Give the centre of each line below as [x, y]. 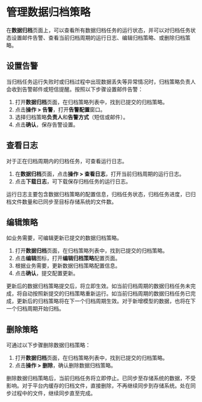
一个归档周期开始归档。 [35, 309]
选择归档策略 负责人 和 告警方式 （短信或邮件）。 [72, 117]
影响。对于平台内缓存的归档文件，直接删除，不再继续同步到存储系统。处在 [98, 386]
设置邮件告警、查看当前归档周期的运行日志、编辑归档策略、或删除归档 [98, 37]
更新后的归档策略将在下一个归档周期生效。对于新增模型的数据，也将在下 [106, 301]
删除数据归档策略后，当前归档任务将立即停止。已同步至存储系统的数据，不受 [101, 378]
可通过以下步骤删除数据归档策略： [48, 345]
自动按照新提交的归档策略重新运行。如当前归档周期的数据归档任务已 [106, 294]
